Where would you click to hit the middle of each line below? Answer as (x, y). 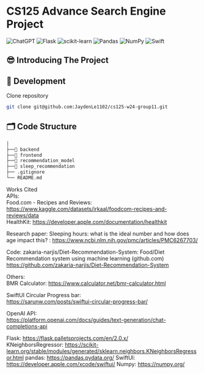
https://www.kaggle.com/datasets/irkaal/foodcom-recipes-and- (87, 209)
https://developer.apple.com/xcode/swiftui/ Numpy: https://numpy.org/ (96, 364)
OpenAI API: (22, 313)
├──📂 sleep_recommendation (41, 167)
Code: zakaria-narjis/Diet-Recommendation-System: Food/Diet (86, 252)
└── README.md (24, 178)
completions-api (27, 326)
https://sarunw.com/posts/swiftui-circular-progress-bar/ (77, 301)
